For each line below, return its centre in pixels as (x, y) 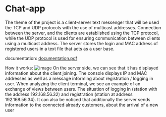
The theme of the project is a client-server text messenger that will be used (82, 22)
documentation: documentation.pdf (41, 58)
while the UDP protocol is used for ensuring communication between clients (83, 38)
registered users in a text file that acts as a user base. (60, 49)
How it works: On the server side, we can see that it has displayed (82, 68)
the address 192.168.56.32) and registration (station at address (69, 94)
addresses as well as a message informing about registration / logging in (79, 78)
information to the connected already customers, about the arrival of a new (82, 105)
